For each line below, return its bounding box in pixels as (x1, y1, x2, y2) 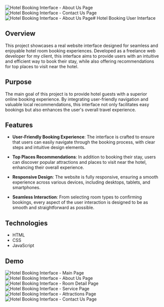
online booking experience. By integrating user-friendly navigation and (5, 96, 149, 102)
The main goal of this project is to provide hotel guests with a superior (5, 91, 147, 97)
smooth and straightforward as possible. (12, 205, 95, 211)
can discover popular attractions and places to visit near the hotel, (12, 159, 147, 165)
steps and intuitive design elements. (12, 145, 86, 151)
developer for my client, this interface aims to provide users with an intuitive (5, 53, 159, 59)
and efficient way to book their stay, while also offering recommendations (5, 58, 154, 64)
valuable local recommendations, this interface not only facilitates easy (5, 101, 149, 107)
